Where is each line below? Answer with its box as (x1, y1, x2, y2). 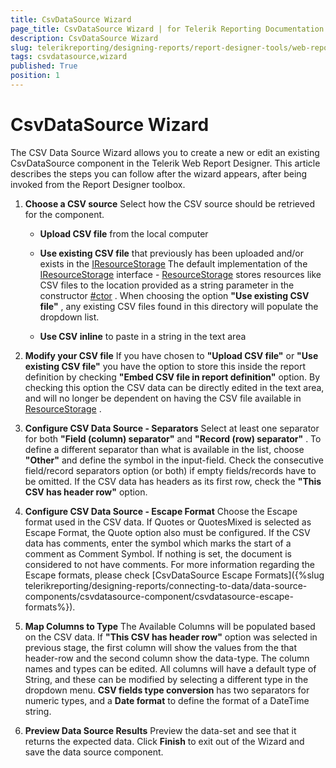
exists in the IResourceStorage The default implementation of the (39, 257, 308, 270)
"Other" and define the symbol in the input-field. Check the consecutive (24, 454, 324, 466)
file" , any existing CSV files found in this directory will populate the (39, 300, 319, 312)
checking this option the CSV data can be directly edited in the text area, (24, 381, 325, 393)
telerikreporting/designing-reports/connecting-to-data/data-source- (24, 579, 308, 591)
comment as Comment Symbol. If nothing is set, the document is (24, 547, 293, 560)
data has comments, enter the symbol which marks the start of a (24, 537, 292, 549)
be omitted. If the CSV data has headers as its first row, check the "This (24, 475, 322, 487)
